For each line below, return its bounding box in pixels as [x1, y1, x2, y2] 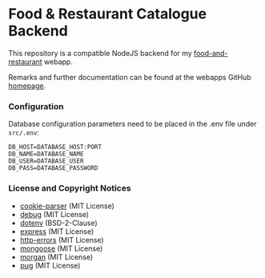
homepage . [8, 81, 46, 91]
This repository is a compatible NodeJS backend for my [8, 48, 192, 58]
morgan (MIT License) [19, 252, 94, 261]
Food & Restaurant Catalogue [8, 5, 207, 23]
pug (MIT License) [19, 260, 81, 270]
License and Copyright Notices [8, 183, 131, 194]
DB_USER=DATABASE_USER [8, 157, 84, 165]
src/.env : [8, 127, 40, 137]
